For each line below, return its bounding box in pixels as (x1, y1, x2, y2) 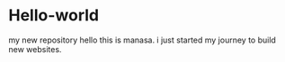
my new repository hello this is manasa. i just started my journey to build (8, 35, 276, 45)
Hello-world (8, 5, 100, 26)
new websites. (8, 43, 62, 54)
